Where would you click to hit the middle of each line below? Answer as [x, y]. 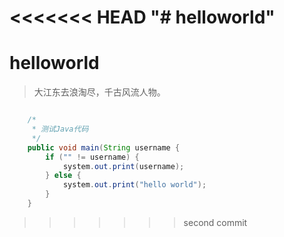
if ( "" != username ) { [92, 157]
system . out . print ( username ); [123, 166]
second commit [215, 222]
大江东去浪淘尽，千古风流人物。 [99, 92]
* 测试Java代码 [60, 129]
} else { [63, 176]
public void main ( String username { [104, 147]
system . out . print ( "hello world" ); [134, 185]
